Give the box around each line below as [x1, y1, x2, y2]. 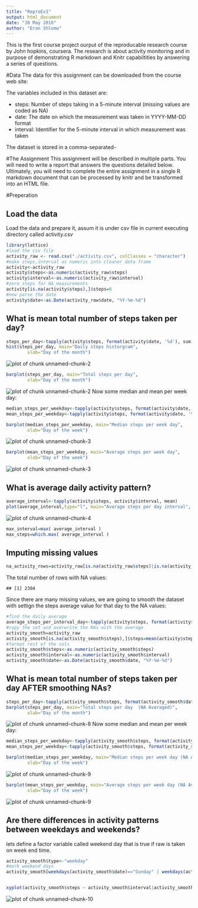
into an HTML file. [6, 180, 49, 187]
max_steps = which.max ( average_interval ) [6, 531, 110, 537]
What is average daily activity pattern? [6, 482, 151, 492]
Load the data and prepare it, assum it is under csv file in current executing [6, 225, 189, 232]
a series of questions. [6, 60, 59, 67]
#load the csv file [6, 248, 54, 254]
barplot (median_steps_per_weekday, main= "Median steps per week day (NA [6, 754, 189, 760]
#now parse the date [6, 291, 57, 297]
